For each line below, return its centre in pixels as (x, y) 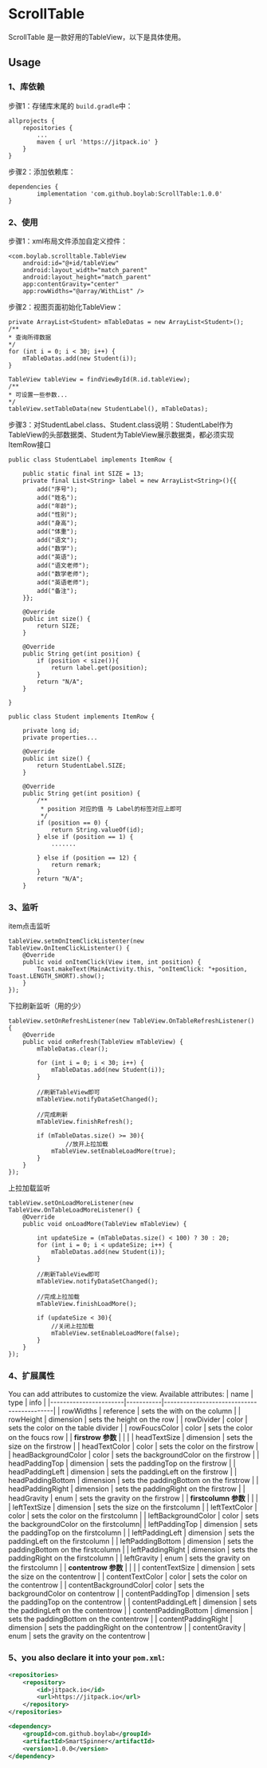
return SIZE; (59, 626)
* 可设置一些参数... (38, 395)
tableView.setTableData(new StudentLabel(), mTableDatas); (108, 409)
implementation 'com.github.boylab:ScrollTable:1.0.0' (130, 194)
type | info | (27, 1402)
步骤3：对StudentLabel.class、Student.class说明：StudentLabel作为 (121, 425)
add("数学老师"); (63, 574)
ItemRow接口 (30, 445)
